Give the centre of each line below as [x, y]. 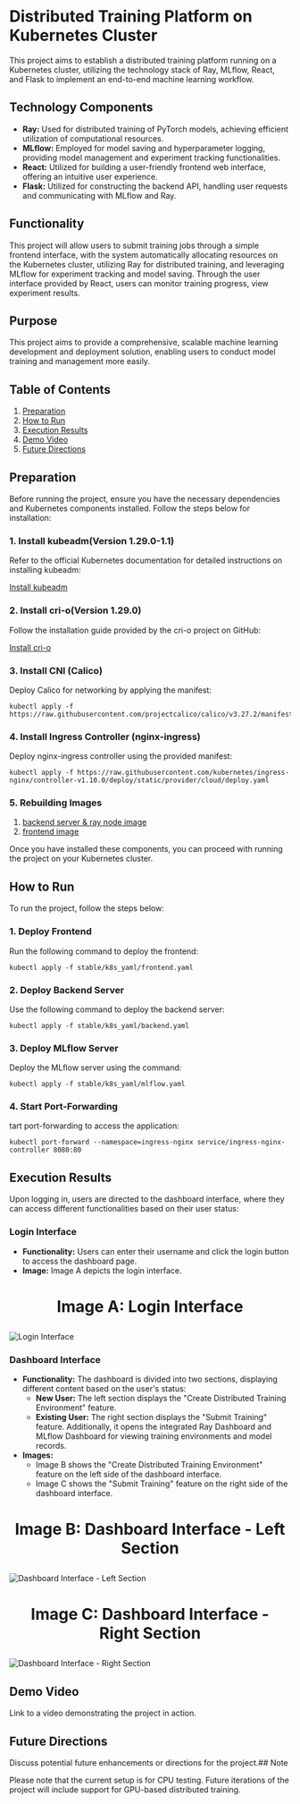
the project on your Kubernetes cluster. [81, 859]
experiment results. [45, 293]
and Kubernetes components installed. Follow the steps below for [129, 508]
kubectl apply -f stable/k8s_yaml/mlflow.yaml [97, 1085]
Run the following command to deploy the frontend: [104, 951]
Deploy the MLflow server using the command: [96, 1068]
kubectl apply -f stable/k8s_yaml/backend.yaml [100, 1025]
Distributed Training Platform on [131, 17]
